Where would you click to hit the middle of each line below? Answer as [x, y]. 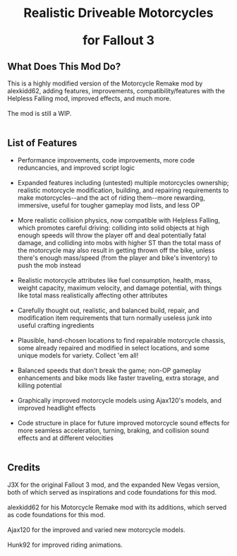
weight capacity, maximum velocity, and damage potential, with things [120, 288]
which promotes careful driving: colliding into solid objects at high [113, 227]
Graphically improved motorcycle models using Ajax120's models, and [120, 400]
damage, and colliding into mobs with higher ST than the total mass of [119, 242]
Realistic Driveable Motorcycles [119, 13]
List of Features [42, 143]
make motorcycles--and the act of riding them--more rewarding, [111, 197]
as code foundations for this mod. [56, 514]
